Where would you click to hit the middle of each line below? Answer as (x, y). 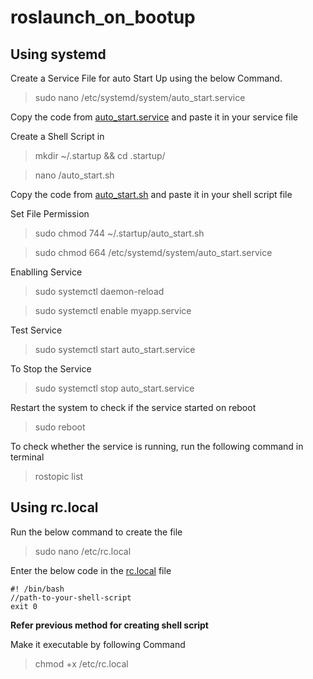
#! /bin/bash (37, 589)
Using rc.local (54, 507)
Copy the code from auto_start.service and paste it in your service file (154, 117)
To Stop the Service (51, 369)
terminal (27, 457)
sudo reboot (60, 427)
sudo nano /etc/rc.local (83, 551)
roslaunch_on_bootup (103, 17)
